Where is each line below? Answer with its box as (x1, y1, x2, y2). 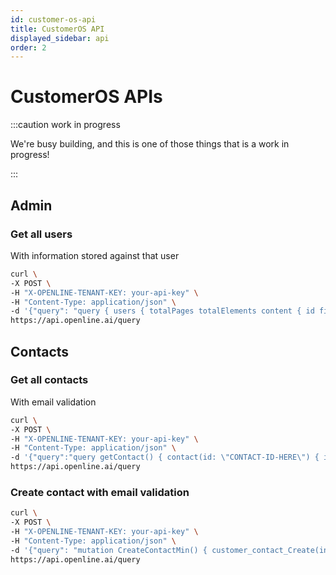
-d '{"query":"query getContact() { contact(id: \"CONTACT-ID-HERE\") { (10, 452, 320, 463)
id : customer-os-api (10, 14, 97, 25)
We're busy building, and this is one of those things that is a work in (10, 138, 290, 150)
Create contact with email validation (10, 485, 190, 499)
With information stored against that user (10, 249, 180, 261)
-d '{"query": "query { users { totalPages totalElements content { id (10, 306, 315, 316)
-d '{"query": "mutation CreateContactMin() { (10, 545, 208, 555)
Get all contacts (10, 373, 89, 387)
